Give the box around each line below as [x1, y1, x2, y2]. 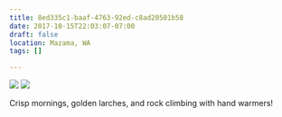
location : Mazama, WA [9, 38, 91, 48]
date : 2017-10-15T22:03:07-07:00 [9, 22, 136, 31]
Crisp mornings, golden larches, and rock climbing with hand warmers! [9, 98, 274, 109]
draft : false [9, 30, 59, 39]
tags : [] [9, 47, 42, 56]
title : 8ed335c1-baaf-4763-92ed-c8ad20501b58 [9, 13, 183, 22]
